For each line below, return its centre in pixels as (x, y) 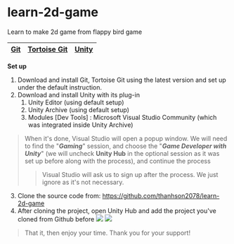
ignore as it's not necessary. (83, 182)
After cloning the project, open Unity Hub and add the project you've (117, 211)
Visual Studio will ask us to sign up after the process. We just (130, 174)
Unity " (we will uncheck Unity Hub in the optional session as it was (122, 153)
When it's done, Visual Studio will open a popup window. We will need (126, 138)
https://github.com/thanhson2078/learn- (161, 195)
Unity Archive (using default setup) (79, 109)
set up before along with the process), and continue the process (117, 161)
